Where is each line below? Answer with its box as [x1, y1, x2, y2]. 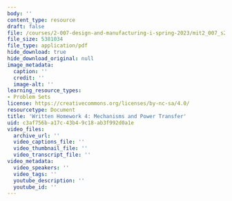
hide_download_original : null [7, 55, 95, 62]
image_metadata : [7, 61, 54, 68]
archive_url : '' [13, 132, 60, 139]
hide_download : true [7, 49, 67, 56]
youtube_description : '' [13, 177, 85, 184]
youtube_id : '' [13, 184, 57, 191]
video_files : [7, 126, 45, 133]
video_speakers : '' [13, 164, 70, 171]
